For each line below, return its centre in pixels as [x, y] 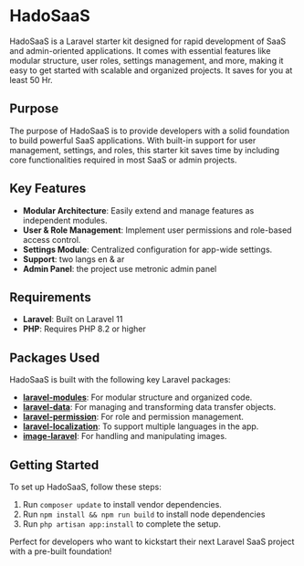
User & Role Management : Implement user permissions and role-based [157, 230]
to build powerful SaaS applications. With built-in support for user [133, 140]
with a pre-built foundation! [61, 551]
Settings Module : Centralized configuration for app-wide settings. [147, 249]
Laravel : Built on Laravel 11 [73, 320]
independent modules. [65, 220]
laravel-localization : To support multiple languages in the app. [141, 426]
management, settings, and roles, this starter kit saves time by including [145, 150]
